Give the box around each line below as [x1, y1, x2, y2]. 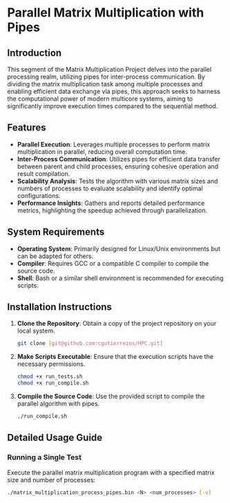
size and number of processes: [7, 475, 95, 484]
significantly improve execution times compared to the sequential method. [7, 102, 218, 110]
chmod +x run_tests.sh [17, 373, 83, 380]
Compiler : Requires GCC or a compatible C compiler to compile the [17, 259, 209, 267]
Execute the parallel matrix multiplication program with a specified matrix [7, 468, 215, 477]
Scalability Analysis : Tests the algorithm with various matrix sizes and [17, 177, 218, 185]
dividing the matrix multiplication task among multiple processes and [7, 80, 203, 88]
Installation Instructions [7, 302, 113, 313]
